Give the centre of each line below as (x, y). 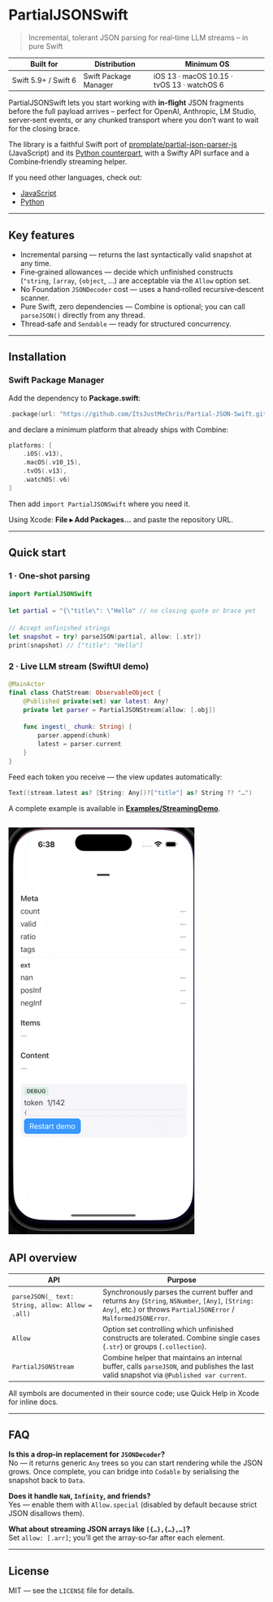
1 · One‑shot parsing (50, 576)
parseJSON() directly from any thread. (82, 315)
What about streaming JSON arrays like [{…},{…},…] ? (100, 1529)
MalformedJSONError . (136, 1318)
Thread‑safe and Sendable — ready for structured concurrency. (126, 324)
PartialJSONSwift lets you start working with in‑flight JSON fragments (126, 103)
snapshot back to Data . (47, 1480)
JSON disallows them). (47, 1513)
